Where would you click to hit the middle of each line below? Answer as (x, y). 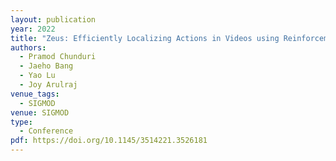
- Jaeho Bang (46, 66)
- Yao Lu (37, 76)
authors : (28, 47)
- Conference (46, 131)
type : (21, 122)
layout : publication (53, 19)
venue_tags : (35, 94)
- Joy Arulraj (48, 85)
